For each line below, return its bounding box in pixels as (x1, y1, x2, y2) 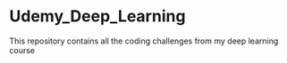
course (9, 44, 36, 55)
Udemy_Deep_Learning (9, 6, 186, 27)
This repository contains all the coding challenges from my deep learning (9, 35, 279, 46)
